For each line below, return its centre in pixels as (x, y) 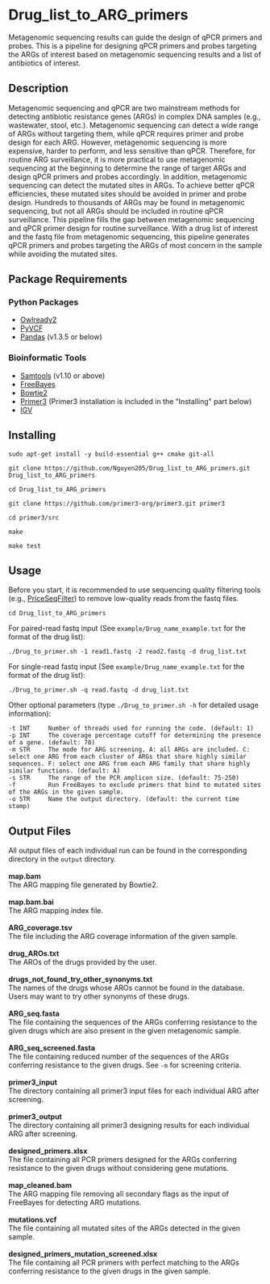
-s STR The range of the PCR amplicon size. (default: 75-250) (124, 778)
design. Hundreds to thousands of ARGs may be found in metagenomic (127, 202)
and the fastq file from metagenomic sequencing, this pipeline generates (129, 237)
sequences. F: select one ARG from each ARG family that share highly (129, 764)
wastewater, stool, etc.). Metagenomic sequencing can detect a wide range (133, 125)
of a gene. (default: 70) (52, 743)
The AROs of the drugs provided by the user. (83, 962)
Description (38, 88)
